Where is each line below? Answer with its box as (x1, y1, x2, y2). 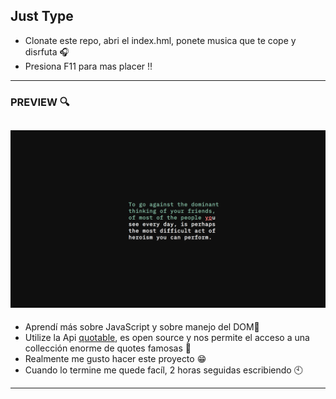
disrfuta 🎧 (24, 45, 70, 58)
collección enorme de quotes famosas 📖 (24, 342, 192, 354)
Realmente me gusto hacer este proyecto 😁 (24, 353, 207, 365)
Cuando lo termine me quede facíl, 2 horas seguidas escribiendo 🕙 (24, 364, 303, 376)
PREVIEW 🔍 (10, 95, 70, 109)
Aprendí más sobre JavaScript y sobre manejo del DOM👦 (24, 321, 260, 333)
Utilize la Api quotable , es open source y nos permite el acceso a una (24, 332, 310, 344)
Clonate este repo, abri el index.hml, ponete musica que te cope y (24, 34, 297, 46)
